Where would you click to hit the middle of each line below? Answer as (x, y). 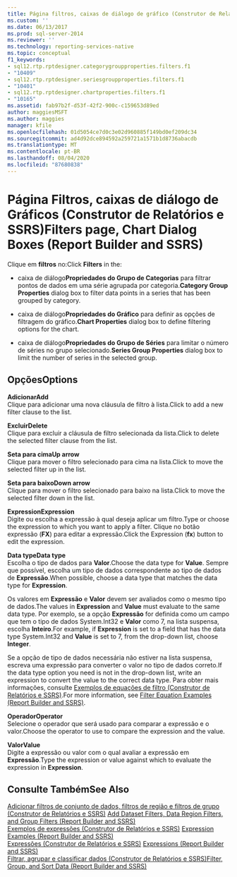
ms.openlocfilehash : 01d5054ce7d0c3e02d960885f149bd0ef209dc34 (102, 132)
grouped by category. (49, 300)
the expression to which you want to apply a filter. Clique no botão (103, 526)
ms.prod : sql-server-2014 (45, 34)
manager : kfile (30, 125)
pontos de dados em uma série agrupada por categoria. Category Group (123, 285)
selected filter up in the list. (47, 469)
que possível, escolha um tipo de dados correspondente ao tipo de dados (115, 570)
